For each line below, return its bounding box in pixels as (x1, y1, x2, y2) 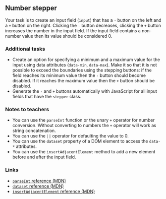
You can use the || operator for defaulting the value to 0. (12, 133, 129, 139)
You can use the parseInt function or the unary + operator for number (12, 117, 155, 123)
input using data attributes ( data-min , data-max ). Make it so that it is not (12, 62, 157, 68)
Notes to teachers (5, 106, 50, 113)
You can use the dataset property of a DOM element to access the (12, 138, 148, 144)
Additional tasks (5, 45, 46, 52)
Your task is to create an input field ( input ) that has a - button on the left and (5, 17, 162, 23)
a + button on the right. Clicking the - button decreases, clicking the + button (5, 22, 161, 28)
